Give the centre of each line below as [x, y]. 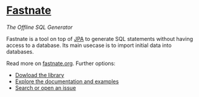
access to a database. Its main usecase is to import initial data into [89, 45]
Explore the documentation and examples [67, 81]
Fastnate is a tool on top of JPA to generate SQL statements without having [100, 39]
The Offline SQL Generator [40, 27]
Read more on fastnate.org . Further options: [61, 63]
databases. [20, 51]
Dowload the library [40, 75]
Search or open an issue [45, 87]
